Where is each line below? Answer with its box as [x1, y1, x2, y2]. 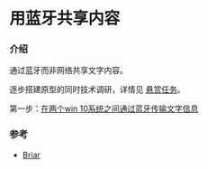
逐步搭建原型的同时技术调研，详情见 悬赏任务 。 [9, 84, 185, 95]
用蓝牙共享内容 [9, 8, 121, 29]
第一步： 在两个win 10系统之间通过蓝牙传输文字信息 [9, 103, 199, 114]
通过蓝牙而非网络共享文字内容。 [9, 65, 128, 76]
